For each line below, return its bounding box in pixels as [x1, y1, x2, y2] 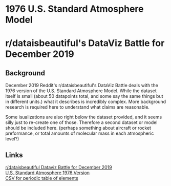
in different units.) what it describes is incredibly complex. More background [5, 98, 166, 105]
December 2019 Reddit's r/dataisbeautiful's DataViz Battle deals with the [5, 82, 159, 89]
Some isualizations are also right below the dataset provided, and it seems [5, 114, 162, 120]
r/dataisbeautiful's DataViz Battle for [5, 37, 165, 49]
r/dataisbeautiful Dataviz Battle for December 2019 [5, 164, 112, 170]
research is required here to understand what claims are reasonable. [5, 104, 150, 110]
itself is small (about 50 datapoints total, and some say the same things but [5, 93, 163, 99]
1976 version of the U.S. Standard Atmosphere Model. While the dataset [5, 88, 157, 94]
